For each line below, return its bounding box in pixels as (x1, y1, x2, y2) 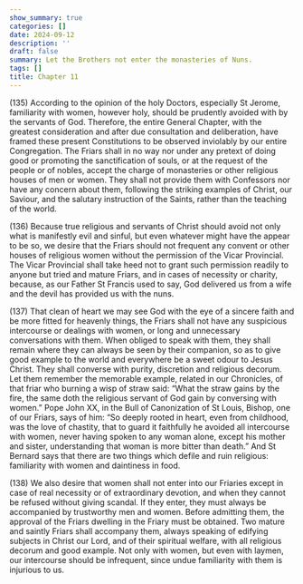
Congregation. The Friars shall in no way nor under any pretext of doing (9, 145, 276, 156)
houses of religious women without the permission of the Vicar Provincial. (9, 249, 285, 260)
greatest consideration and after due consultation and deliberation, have (9, 126, 279, 137)
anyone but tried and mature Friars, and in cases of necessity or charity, (9, 268, 279, 279)
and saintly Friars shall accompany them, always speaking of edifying (9, 525, 269, 536)
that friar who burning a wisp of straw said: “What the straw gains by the (9, 383, 280, 394)
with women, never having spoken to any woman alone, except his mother (9, 431, 286, 442)
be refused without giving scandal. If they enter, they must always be (9, 496, 267, 508)
